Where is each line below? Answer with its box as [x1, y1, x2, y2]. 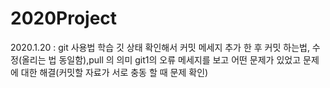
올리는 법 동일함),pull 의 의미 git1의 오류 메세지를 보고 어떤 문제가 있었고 [21, 53, 302, 66]
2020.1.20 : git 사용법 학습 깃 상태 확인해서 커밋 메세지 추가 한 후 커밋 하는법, [10, 41, 310, 53]
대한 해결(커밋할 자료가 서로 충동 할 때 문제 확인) [20, 66, 209, 78]
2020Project [10, 7, 118, 30]
